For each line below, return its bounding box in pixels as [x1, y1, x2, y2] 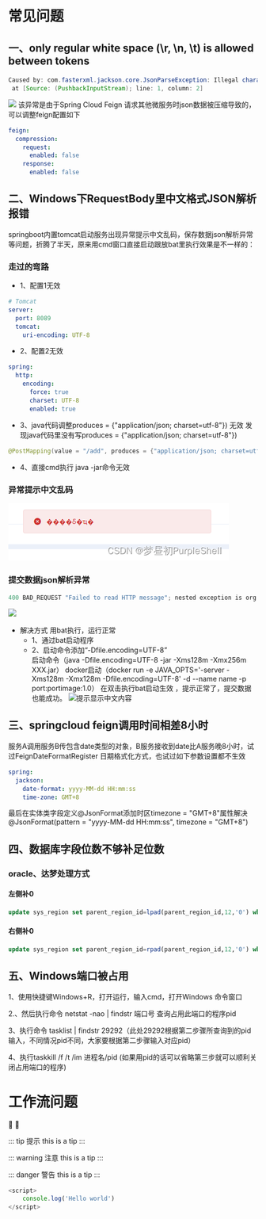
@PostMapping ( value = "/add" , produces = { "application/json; [8, 447, 218, 455]
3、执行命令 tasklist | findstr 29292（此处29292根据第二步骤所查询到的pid [8, 1026, 252, 1035]
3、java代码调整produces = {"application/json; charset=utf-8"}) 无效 [19, 420, 244, 430]
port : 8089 [15, 314, 51, 322]
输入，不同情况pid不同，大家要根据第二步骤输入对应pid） [8, 1035, 196, 1045]
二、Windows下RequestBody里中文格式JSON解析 [8, 192, 257, 206]
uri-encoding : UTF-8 [22, 331, 90, 339]
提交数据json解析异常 [8, 574, 90, 585]
